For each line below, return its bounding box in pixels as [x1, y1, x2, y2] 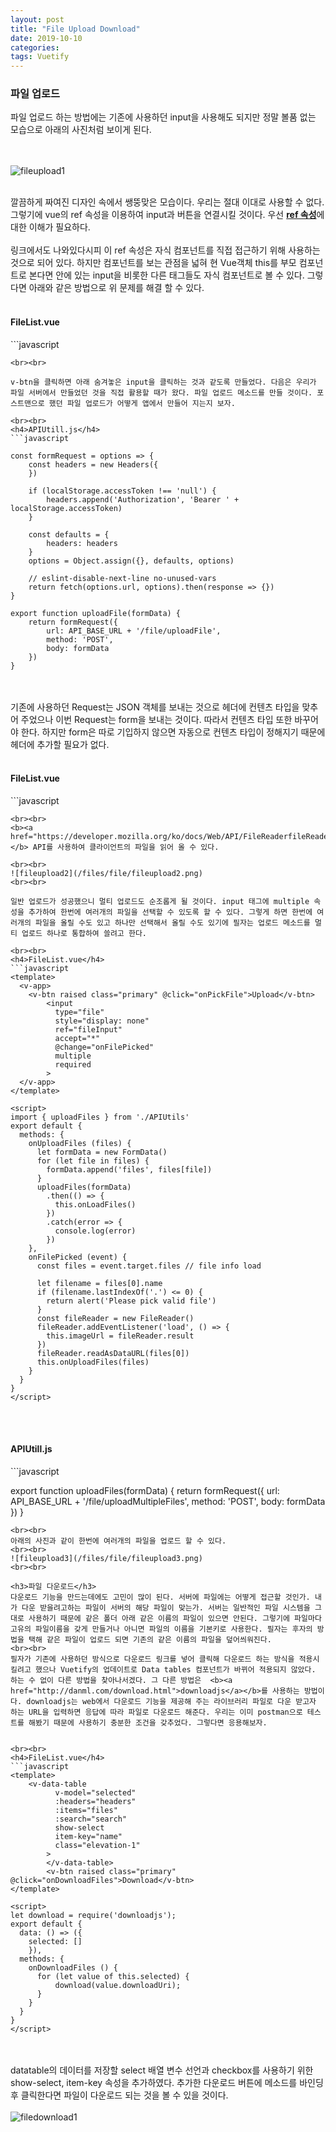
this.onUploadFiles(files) [36, 1357, 150, 1367]
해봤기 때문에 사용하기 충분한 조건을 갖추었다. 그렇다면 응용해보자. [28, 1718, 268, 1728]
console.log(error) [54, 1226, 137, 1236]
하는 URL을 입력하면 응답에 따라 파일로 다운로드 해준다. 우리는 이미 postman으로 [10, 1707, 303, 1718]
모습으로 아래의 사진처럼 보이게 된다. [10, 124, 152, 136]
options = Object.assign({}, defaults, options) [28, 556, 235, 566]
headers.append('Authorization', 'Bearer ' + [46, 494, 240, 505]
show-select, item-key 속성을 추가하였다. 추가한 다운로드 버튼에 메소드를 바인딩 [10, 2077, 324, 2089]
